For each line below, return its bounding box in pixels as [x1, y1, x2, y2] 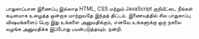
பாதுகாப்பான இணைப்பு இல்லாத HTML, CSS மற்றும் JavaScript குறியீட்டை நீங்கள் [5, 5, 193, 12]
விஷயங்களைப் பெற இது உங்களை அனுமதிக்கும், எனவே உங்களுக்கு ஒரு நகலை [5, 19, 182, 26]
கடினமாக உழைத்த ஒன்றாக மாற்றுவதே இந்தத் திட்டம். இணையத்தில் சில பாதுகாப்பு [5, 12, 191, 19]
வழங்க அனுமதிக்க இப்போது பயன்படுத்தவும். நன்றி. [5, 25, 122, 32]
